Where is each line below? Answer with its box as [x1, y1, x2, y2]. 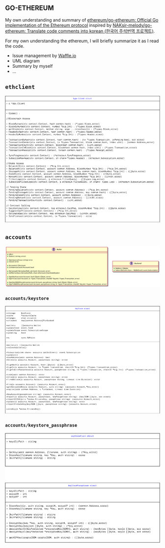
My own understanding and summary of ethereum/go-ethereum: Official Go [5, 17, 159, 23]
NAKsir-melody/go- [112, 22, 152, 28]
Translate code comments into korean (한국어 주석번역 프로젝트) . [27, 28, 155, 34]
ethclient [5, 84, 35, 90]
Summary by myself [12, 63, 53, 69]
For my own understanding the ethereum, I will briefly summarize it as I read [5, 38, 159, 44]
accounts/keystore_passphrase [5, 423, 78, 428]
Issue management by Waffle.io [12, 53, 77, 58]
